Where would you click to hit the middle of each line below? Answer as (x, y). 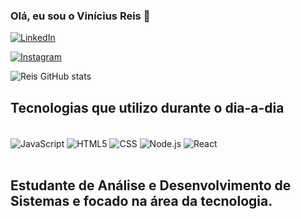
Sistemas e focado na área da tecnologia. (141, 201)
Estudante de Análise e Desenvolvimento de (151, 185)
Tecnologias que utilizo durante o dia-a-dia (147, 107)
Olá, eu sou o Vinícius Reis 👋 (80, 16)
